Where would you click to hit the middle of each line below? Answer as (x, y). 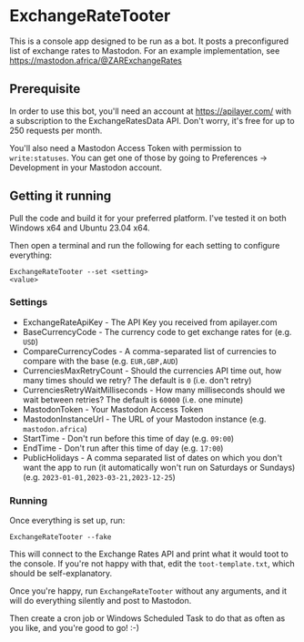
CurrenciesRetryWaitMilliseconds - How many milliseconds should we (154, 390)
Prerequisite (45, 89)
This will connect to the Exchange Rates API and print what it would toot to (149, 554)
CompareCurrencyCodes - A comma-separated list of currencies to (149, 351)
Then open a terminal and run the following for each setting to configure (145, 245)
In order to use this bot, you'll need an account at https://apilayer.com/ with (150, 111)
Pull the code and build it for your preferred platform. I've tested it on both (148, 218)
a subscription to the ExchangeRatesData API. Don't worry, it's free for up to (152, 120)
